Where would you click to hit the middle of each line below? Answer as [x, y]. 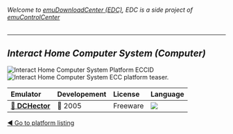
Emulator [26, 95]
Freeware [129, 106]
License [127, 95]
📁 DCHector [31, 106]
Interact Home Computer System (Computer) [106, 53]
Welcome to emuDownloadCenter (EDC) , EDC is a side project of [100, 10]
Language [167, 95]
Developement [82, 95]
